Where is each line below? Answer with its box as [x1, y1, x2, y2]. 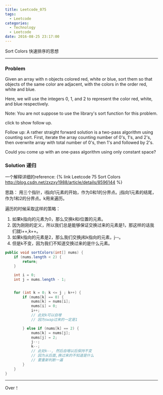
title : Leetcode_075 [5, 7, 47, 12]
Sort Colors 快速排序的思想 [5, 48, 59, 54]
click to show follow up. [5, 120, 52, 126]
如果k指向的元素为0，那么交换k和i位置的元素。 [12, 216, 106, 222]
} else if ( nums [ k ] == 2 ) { [22, 326, 79, 331]
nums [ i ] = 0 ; [31, 304, 57, 309]
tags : [5, 12, 16, 17]
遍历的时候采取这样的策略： [5, 206, 61, 212]
